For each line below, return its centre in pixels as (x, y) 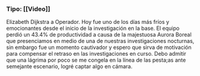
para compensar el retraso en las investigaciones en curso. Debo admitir (96, 54)
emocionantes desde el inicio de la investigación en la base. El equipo (93, 28)
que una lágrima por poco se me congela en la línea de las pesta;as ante (96, 60)
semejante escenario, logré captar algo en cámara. (69, 66)
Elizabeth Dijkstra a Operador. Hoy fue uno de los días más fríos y (88, 22)
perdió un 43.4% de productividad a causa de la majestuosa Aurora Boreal (99, 35)
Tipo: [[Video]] (28, 9)
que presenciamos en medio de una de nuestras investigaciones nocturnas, (100, 41)
